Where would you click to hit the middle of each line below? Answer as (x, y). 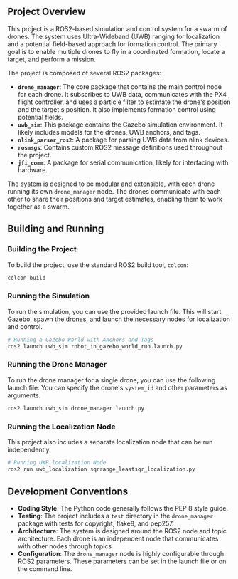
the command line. (45, 569)
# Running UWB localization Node (57, 462)
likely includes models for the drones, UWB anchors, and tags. (109, 132)
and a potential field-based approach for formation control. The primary (112, 44)
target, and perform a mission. (52, 59)
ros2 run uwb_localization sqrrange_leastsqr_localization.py (101, 469)
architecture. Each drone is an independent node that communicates (118, 539)
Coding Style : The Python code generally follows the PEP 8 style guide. (123, 508)
